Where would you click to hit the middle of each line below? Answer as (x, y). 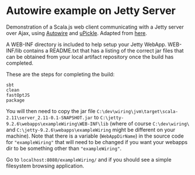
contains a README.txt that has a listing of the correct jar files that (103, 50)
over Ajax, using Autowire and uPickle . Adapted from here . (77, 33)
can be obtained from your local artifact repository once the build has (90, 57)
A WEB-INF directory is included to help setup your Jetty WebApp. (86, 44)
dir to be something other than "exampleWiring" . (64, 148)
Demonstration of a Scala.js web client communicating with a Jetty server (95, 27)
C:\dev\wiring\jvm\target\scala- (137, 111)
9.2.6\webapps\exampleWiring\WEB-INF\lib (57, 124)
